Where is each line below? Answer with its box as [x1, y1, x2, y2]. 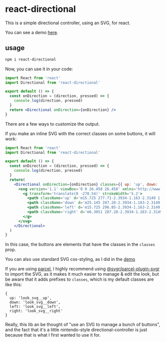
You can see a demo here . [5, 29, 58, 35]
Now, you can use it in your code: [5, 66, 73, 72]
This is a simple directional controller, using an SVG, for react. [5, 20, 131, 26]
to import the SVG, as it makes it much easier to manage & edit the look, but [5, 271, 159, 277]
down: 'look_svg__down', [9, 300, 61, 305]
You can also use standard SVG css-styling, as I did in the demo [5, 256, 136, 262]
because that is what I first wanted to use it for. [5, 332, 101, 338]
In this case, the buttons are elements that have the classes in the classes [5, 242, 156, 247]
